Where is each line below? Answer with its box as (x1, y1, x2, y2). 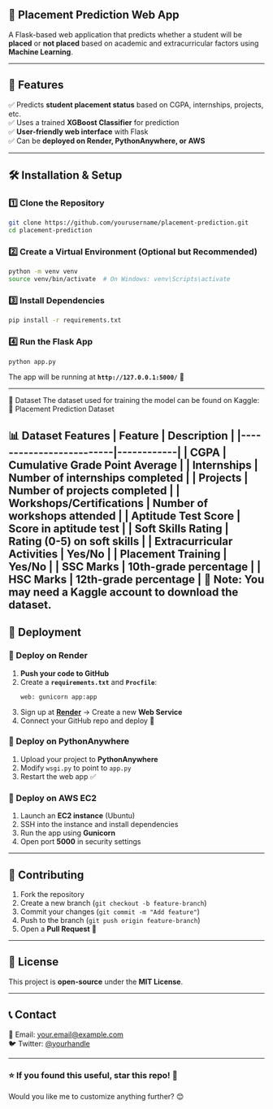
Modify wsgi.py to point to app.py (19, 763, 132, 773)
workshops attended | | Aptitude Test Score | (8, 509, 241, 522)
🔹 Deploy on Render (8, 650, 88, 661)
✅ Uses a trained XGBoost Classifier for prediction (8, 117, 180, 127)
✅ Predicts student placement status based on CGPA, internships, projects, (8, 99, 264, 110)
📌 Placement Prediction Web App (8, 8, 180, 22)
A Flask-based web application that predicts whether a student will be (8, 29, 242, 39)
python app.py (8, 357, 57, 366)
